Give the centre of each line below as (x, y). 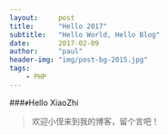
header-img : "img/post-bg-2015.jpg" (79, 60)
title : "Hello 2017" (58, 26)
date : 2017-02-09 (54, 43)
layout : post (42, 18)
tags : (20, 69)
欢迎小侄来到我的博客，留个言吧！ (95, 121)
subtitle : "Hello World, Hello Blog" (85, 34)
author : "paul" (46, 52)
